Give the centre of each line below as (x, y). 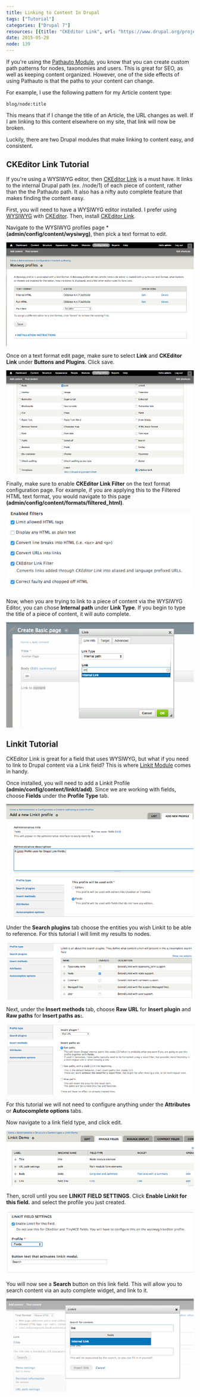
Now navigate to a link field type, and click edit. (64, 1122)
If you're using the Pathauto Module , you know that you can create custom (98, 62)
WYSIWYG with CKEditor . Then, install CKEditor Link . (71, 216)
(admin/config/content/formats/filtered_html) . (65, 502)
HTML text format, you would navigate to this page (68, 496)
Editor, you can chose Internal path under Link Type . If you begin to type (96, 608)
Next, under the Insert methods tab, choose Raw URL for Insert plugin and (99, 1009)
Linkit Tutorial (32, 744)
